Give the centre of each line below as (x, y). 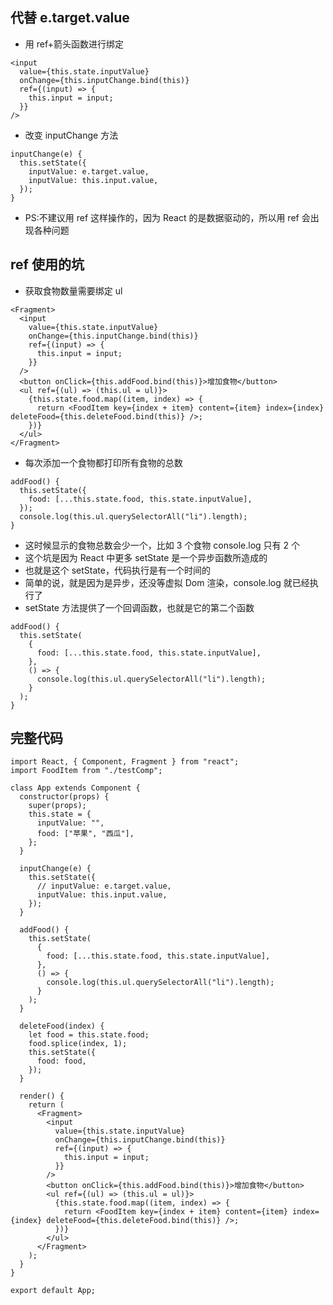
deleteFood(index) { (62, 1026)
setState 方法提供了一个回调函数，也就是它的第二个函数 (139, 607)
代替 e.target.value (70, 18)
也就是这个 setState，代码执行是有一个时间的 (117, 570)
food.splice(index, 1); (78, 1044)
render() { (42, 1096)
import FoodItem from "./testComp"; (86, 771)
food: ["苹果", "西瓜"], (85, 834)
